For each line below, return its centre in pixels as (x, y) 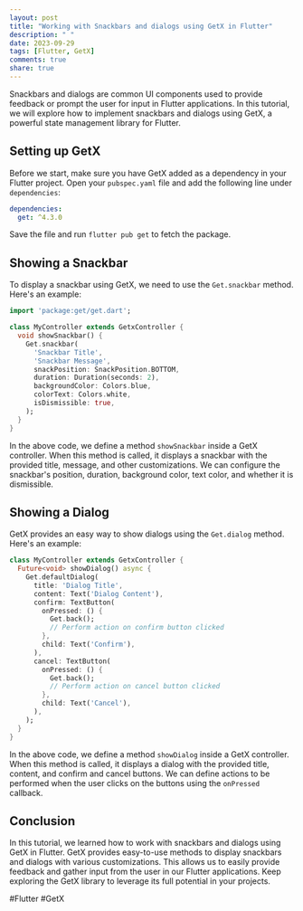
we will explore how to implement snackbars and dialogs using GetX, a (141, 113)
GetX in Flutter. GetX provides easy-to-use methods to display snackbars (146, 852)
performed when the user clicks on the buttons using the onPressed (135, 783)
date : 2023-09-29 (42, 43)
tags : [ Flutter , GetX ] (52, 52)
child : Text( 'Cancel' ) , (86, 703)
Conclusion (43, 821)
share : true (32, 69)
